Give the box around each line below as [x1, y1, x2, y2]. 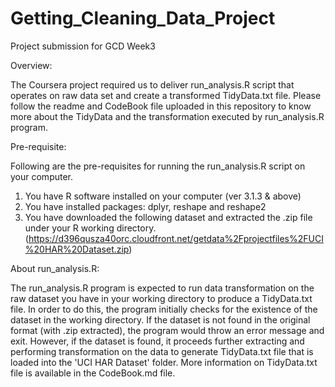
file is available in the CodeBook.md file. [10, 367, 176, 379]
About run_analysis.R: [10, 262, 100, 274]
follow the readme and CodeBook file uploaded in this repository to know [10, 100, 312, 112]
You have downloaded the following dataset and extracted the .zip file [24, 211, 313, 223]
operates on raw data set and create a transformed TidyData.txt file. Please [10, 89, 322, 101]
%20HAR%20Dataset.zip [24, 243, 130, 255]
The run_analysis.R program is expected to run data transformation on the [10, 282, 315, 294]
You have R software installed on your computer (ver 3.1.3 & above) [24, 190, 302, 202]
